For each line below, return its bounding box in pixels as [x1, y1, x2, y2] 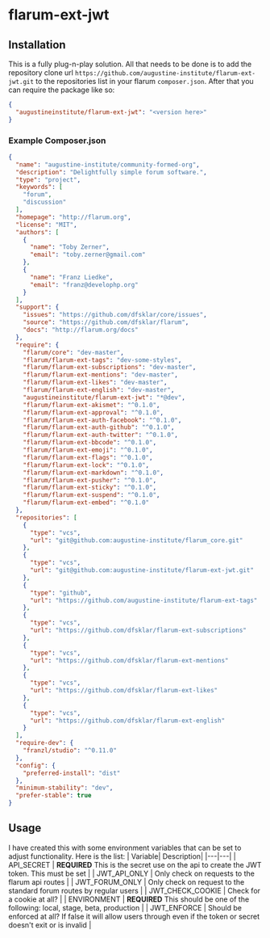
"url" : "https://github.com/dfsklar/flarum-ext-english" [29, 717, 226, 725]
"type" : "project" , [15, 175, 81, 183]
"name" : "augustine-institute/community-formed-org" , [15, 160, 200, 169]
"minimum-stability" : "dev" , [15, 784, 114, 793]
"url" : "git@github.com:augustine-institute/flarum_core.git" [29, 536, 243, 545]
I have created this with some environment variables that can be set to [8, 843, 242, 852]
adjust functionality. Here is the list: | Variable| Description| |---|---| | [8, 851, 236, 861]
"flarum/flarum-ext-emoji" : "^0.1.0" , [23, 446, 153, 454]
